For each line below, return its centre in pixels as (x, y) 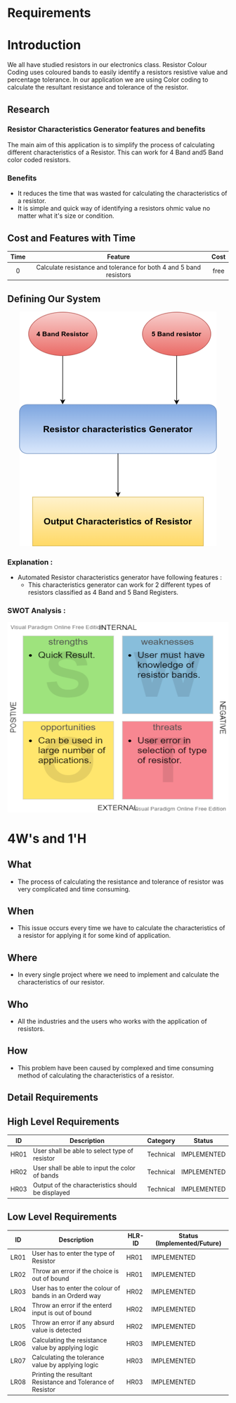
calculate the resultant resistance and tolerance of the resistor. (98, 87)
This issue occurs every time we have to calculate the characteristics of (121, 928)
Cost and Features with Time (71, 238)
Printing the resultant (62, 1375)
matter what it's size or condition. (66, 216)
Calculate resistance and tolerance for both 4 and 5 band (119, 267)
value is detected (57, 1330)
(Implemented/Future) (189, 1243)
